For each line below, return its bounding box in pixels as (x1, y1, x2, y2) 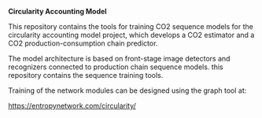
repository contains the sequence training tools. (8, 71, 164, 79)
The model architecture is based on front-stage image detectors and (8, 54, 231, 63)
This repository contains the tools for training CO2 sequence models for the (8, 22, 253, 31)
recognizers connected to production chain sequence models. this (8, 62, 223, 72)
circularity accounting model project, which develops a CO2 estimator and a (8, 31, 255, 39)
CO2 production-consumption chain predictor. (8, 39, 158, 48)
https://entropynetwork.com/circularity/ (8, 101, 136, 110)
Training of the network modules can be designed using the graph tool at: (8, 86, 247, 95)
